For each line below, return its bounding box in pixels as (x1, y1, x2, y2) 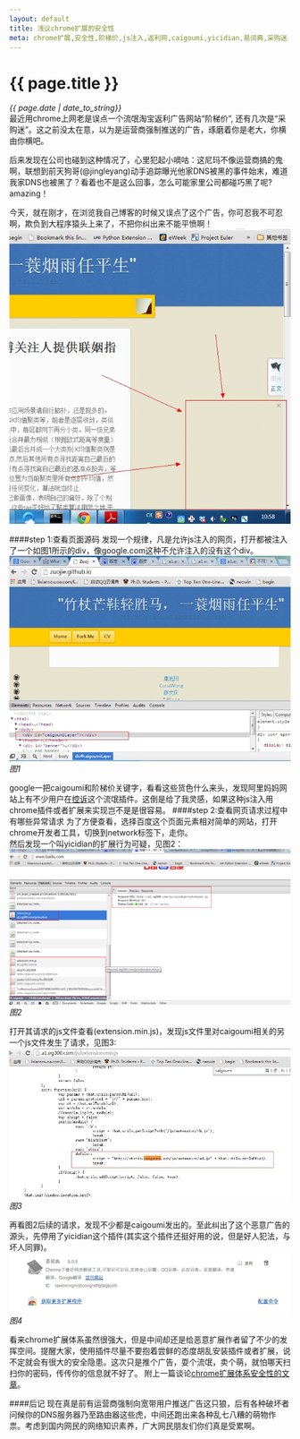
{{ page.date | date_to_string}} (9, 103, 122, 114)
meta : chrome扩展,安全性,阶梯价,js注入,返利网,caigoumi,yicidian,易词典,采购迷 (9, 33, 287, 42)
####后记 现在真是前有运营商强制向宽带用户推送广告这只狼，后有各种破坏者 (9, 1398, 290, 1409)
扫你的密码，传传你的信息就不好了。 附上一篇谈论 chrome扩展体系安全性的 (9, 1368, 283, 1379)
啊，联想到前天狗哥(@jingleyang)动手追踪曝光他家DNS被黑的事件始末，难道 (9, 166, 288, 176)
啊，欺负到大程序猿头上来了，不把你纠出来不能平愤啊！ (9, 218, 212, 229)
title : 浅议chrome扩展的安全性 (9, 23, 115, 33)
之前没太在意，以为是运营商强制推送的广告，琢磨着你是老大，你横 (44, 124, 287, 135)
